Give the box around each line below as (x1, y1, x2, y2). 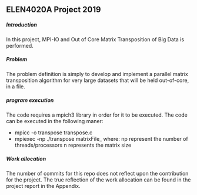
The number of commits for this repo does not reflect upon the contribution (6, 170, 189, 177)
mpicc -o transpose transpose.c (14, 129, 93, 136)
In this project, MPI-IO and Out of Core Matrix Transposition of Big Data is (6, 36, 184, 43)
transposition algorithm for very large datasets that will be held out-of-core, (6, 77, 189, 84)
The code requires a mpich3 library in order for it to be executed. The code (6, 111, 188, 118)
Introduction (6, 21, 37, 28)
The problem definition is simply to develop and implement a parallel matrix (6, 71, 188, 78)
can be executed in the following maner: (6, 118, 103, 125)
